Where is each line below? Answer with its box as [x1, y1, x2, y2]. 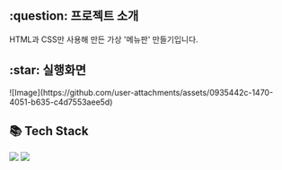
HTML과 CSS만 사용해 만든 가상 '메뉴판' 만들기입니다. [9, 34, 199, 45]
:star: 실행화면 [9, 63, 87, 78]
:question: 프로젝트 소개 [9, 8, 139, 24]
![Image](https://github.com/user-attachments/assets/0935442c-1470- [9, 87, 274, 98]
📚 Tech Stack [9, 123, 89, 139]
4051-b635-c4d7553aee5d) [9, 97, 113, 107]
